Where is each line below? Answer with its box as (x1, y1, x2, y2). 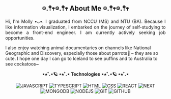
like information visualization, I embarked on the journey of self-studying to (5, 24, 166, 30)
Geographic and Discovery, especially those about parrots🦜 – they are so (5, 50, 159, 56)
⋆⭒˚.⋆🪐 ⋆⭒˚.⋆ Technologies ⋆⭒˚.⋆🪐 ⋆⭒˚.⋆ (42, 71, 129, 77)
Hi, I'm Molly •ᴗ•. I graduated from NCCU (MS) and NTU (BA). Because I (5, 18, 166, 24)
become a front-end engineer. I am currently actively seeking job (5, 29, 166, 36)
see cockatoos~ (5, 60, 39, 67)
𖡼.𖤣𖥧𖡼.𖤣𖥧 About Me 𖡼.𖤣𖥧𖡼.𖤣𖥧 (42, 4, 129, 13)
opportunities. (5, 35, 35, 41)
